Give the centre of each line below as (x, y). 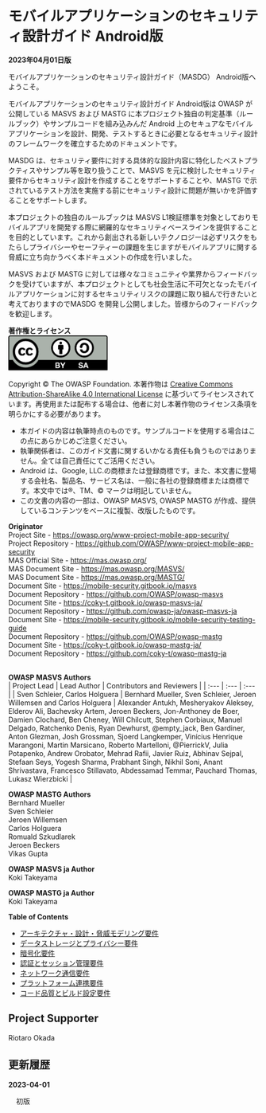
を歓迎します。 (33, 314)
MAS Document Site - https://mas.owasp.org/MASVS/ (96, 568)
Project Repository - (41, 543)
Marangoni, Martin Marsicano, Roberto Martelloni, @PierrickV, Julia (118, 745)
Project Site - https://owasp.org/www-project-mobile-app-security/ (119, 535)
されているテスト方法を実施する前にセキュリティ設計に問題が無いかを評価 (130, 190)
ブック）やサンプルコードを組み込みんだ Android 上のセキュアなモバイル (134, 123)
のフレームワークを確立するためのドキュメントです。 (95, 143)
